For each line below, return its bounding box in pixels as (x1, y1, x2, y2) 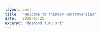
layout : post (5, 7, 32, 12)
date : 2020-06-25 (5, 16, 45, 21)
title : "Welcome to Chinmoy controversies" (5, 12, 97, 16)
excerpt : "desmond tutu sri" (5, 20, 64, 26)
